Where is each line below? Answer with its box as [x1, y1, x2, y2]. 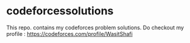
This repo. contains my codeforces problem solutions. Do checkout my [6, 24, 185, 31]
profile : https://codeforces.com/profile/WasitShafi [6, 30, 133, 37]
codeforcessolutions [6, 4, 114, 18]
